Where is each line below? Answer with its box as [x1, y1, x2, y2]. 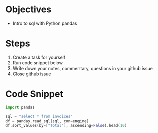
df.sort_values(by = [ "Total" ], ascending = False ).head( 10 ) [5, 123, 127, 128]
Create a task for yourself [12, 54, 66, 60]
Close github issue [12, 71, 51, 77]
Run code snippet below [12, 59, 63, 66]
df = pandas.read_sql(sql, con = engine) [5, 118, 89, 124]
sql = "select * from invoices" [5, 114, 73, 119]
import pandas [5, 105, 35, 110]
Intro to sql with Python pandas [12, 20, 77, 26]
